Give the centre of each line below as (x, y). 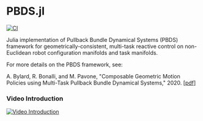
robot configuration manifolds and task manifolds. (95, 52)
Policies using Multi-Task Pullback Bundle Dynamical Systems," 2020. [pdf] (101, 83)
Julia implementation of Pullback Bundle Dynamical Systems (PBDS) (92, 40)
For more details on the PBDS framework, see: (65, 64)
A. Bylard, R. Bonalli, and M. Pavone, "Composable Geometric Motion (93, 76)
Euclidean (19, 52)
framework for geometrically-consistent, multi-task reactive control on (95, 46)
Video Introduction (35, 99)
